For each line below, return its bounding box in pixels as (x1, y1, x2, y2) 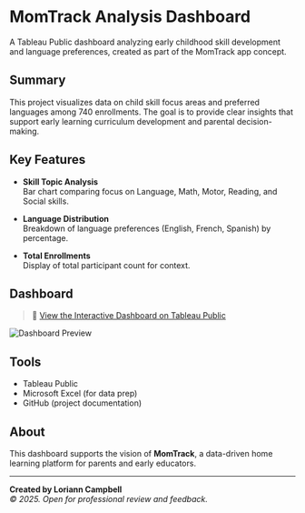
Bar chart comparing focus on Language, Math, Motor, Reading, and (22, 186, 278, 196)
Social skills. (22, 196, 70, 206)
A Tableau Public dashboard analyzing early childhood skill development (9, 36, 281, 47)
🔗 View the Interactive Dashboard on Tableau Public (31, 310, 227, 321)
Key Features (9, 152, 86, 167)
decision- (236, 116, 272, 126)
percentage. (22, 232, 69, 243)
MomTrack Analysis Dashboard (9, 6, 251, 27)
